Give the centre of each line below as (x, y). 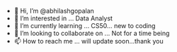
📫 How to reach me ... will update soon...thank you (89, 41)
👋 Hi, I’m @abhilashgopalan (54, 11)
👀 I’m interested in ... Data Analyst (63, 18)
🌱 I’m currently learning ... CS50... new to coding (85, 26)
